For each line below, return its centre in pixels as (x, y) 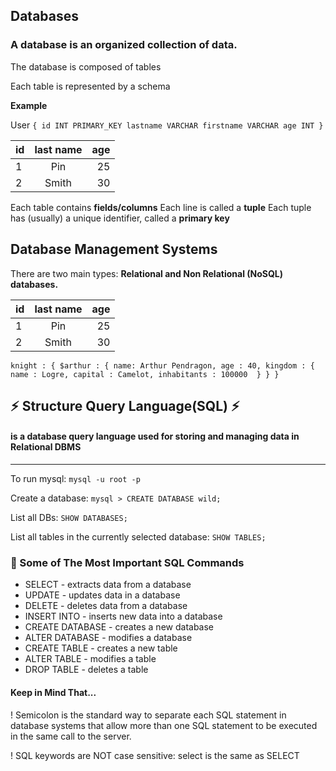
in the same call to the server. (71, 736)
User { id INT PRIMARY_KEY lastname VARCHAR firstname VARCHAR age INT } (167, 125)
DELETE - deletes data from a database (106, 606)
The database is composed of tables (86, 66)
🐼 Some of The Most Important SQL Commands (127, 563)
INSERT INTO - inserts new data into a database (123, 616)
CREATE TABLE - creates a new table (101, 648)
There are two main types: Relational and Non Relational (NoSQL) (147, 273)
